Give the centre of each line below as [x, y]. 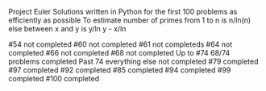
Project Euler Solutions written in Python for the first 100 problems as [123, 12]
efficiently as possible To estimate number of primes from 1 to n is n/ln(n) [130, 20]
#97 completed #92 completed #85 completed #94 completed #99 [120, 70]
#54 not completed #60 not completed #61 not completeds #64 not [121, 44]
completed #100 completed [54, 79]
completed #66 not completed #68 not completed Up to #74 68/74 [119, 53]
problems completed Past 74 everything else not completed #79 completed [134, 61]
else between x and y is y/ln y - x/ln [67, 29]
